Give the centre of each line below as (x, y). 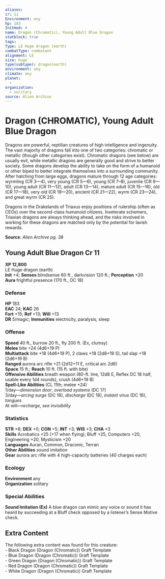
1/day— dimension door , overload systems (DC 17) (56, 390)
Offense (15, 332)
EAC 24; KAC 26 (22, 309)
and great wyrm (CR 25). (30, 197)
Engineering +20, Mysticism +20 (38, 439)
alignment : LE (20, 55)
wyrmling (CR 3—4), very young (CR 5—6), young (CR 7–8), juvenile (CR (79, 182)
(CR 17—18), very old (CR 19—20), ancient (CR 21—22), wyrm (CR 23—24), (81, 192)
